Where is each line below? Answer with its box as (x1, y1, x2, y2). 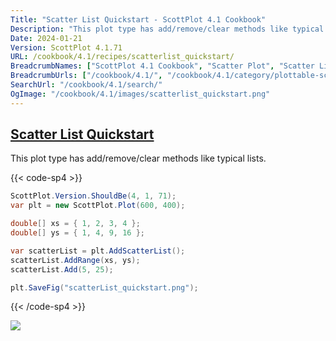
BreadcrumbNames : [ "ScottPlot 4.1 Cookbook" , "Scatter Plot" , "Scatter (10, 61, 315, 71)
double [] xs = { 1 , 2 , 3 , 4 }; (10, 219, 141, 229)
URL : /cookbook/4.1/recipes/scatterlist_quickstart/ (10, 52, 235, 62)
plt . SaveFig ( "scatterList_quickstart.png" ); (10, 282, 199, 293)
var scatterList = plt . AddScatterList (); (10, 246, 186, 256)
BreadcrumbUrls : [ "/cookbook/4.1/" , (10, 71, 163, 81)
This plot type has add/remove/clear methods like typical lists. (10, 152, 267, 165)
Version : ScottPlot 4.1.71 (10, 42, 123, 53)
